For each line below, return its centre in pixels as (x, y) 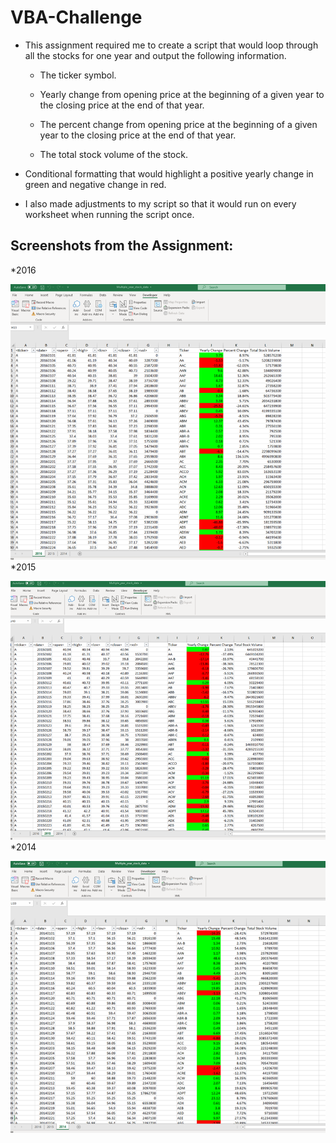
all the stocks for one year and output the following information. (155, 55)
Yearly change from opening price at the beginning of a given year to (182, 94)
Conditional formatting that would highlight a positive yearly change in (169, 173)
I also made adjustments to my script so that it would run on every (160, 203)
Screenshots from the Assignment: (122, 246)
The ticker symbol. (78, 75)
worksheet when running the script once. (109, 214)
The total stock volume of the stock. (113, 154)
